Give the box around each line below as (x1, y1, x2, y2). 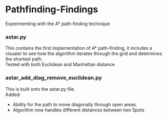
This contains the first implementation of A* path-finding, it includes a (5, 45, 153, 51)
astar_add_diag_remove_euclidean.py (5, 74, 102, 82)
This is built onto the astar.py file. (5, 86, 75, 92)
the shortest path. (5, 56, 43, 62)
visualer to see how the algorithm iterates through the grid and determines (5, 50, 162, 57)
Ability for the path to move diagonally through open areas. (12, 101, 137, 107)
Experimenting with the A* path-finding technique (5, 21, 110, 27)
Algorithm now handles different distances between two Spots (12, 107, 144, 113)
